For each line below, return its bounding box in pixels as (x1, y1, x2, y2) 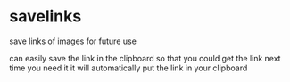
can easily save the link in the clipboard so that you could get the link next (9, 53, 281, 63)
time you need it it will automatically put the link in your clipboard (9, 62, 248, 73)
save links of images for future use (9, 36, 137, 46)
